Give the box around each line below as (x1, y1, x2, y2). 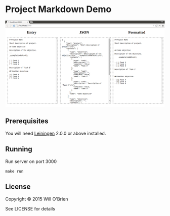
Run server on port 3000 (5, 158, 57, 165)
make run (5, 169, 24, 174)
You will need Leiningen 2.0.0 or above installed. (5, 130, 106, 136)
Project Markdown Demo (5, 4, 112, 15)
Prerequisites (5, 117, 49, 126)
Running (5, 145, 33, 153)
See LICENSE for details (5, 205, 56, 211)
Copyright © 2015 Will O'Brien (5, 196, 68, 202)
